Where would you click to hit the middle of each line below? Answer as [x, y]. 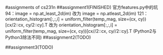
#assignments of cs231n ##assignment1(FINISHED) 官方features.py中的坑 [81, 7]
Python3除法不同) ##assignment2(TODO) [48, 37]
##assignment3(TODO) [29, 47]
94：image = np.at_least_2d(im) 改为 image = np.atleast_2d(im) [71, 13]
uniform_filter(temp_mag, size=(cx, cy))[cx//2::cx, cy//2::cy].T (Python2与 [81, 31]
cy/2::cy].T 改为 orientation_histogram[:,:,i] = [72, 25]
